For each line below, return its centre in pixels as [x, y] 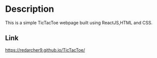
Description [30, 9]
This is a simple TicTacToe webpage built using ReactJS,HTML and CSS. [79, 23]
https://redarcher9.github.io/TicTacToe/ [45, 50]
